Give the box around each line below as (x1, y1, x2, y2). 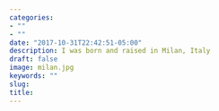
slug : (9, 80, 30, 89)
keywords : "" (9, 72, 58, 81)
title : (9, 88, 34, 97)
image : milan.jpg (9, 64, 74, 73)
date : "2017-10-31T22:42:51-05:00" (9, 38, 143, 47)
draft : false (9, 55, 58, 64)
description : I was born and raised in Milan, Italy (9, 47, 211, 55)
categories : (9, 13, 54, 22)
